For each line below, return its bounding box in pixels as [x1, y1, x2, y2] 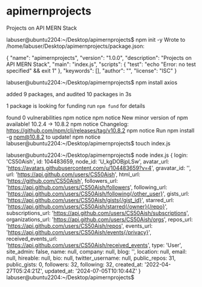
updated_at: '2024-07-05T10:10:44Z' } [44, 267, 141, 274]
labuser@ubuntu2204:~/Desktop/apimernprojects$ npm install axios [6, 79, 178, 86]
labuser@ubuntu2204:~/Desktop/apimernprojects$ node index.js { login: [6, 151, 188, 159]
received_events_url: [6, 235, 57, 242]
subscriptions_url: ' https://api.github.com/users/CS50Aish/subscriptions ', [6, 209, 189, 216]
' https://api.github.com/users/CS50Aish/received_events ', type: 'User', [6, 241, 183, 249]
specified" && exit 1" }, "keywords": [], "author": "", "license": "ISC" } [6, 67, 177, 74]
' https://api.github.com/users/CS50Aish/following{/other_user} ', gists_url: [6, 190, 189, 197]
